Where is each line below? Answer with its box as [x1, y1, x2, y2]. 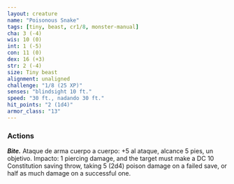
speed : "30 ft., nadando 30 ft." [7, 95, 105, 102]
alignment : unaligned [7, 75, 71, 83]
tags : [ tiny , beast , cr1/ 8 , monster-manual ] [7, 23, 139, 30]
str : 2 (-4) [7, 62, 42, 69]
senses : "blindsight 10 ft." [7, 88, 92, 95]
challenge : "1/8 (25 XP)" [7, 82, 82, 89]
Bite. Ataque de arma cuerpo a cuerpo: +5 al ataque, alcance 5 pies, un [7, 147, 214, 155]
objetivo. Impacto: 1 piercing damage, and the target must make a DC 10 [7, 155, 214, 163]
